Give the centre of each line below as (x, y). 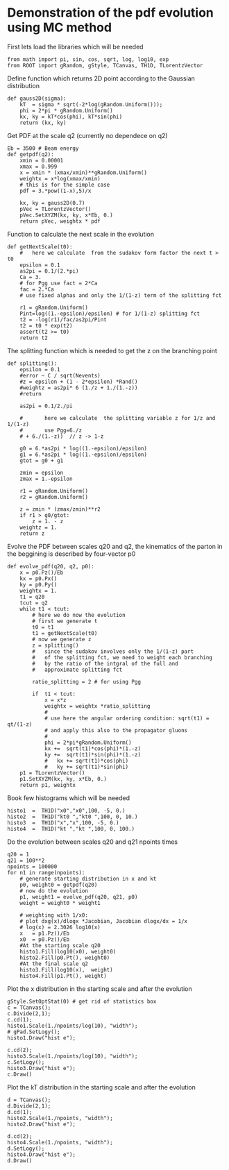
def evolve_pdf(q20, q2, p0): (51, 566)
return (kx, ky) (43, 123)
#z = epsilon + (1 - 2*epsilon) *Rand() (79, 382)
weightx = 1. (39, 591)
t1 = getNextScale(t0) (65, 633)
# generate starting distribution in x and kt (88, 879)
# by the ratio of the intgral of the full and (105, 663)
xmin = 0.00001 (42, 160)
